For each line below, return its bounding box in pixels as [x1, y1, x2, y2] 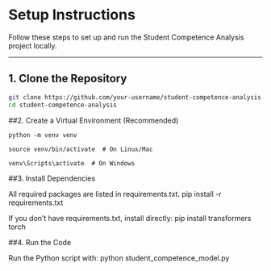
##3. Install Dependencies [8, 173, 95, 183]
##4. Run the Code [8, 237, 72, 247]
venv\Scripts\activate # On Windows [8, 159, 135, 167]
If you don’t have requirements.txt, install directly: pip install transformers [8, 213, 252, 223]
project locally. [8, 40, 57, 50]
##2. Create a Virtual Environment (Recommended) [8, 115, 179, 125]
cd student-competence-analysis [8, 101, 117, 109]
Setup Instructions [8, 6, 135, 24]
